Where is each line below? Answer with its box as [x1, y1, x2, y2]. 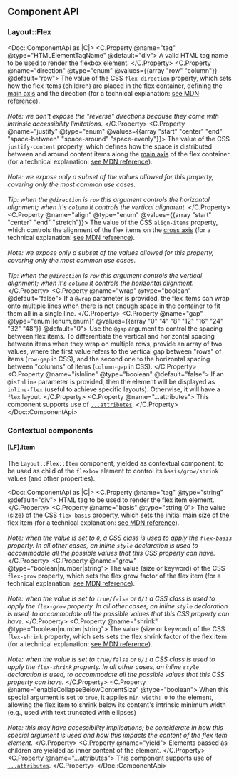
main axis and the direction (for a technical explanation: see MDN [7, 89, 200, 97]
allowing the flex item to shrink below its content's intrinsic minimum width [7, 700, 226, 709]
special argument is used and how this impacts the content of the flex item [7, 731, 228, 739]
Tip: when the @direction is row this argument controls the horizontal [7, 195, 210, 204]
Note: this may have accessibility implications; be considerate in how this [7, 723, 223, 731]
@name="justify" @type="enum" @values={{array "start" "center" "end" [7, 126, 223, 135]
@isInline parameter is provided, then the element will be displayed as [7, 377, 215, 386]
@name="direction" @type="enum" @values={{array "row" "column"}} [7, 66, 218, 74]
